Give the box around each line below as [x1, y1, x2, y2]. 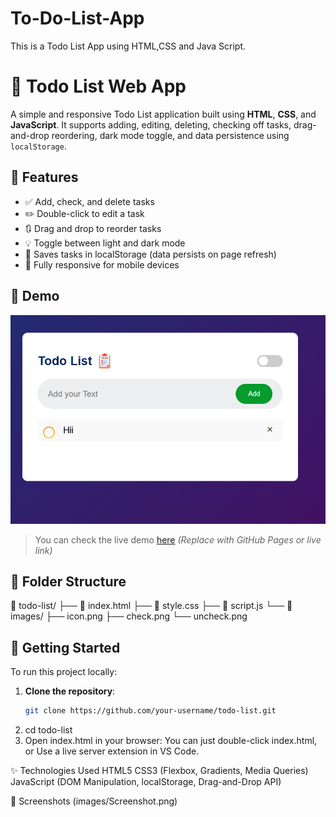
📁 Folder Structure [10, 573, 127, 591]
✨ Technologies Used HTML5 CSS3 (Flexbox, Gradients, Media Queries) [10, 765, 309, 777]
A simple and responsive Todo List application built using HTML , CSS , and [10, 108, 317, 120]
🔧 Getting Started [10, 639, 121, 656]
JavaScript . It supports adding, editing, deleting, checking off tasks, [10, 118, 292, 131]
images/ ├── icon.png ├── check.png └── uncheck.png [10, 610, 248, 622]
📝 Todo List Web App [10, 75, 187, 98]
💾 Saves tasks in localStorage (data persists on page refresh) [24, 248, 277, 260]
